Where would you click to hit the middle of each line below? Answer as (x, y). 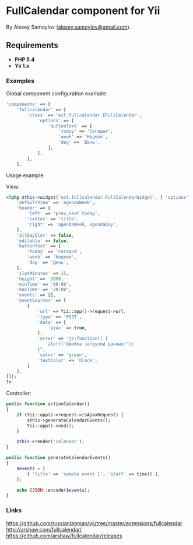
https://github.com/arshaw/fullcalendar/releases (64, 536)
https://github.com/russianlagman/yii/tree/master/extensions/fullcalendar (94, 523)
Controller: (19, 394)
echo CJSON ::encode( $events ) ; (53, 490)
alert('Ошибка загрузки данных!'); (91, 344)
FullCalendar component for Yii (83, 11)
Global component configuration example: (57, 94)
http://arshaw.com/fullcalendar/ (44, 529)
